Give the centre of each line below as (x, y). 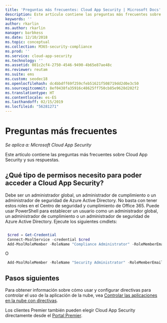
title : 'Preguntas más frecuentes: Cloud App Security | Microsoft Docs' (83, 10)
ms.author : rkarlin (25, 28)
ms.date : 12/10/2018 (27, 38)
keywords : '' (19, 19)
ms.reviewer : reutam (27, 70)
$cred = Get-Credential (32, 235)
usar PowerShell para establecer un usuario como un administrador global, (82, 211)
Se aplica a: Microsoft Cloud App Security (48, 145)
